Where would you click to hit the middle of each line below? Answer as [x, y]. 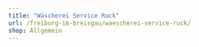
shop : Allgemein [35, 30]
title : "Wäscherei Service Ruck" [64, 16]
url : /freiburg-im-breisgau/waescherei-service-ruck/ [100, 23]
